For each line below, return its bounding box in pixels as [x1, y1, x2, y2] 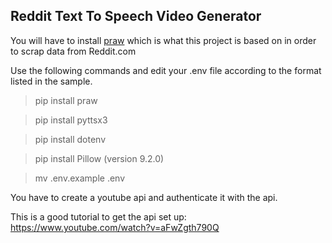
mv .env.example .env [34, 172, 126, 184]
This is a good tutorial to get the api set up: [10, 210, 187, 223]
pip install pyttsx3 [34, 114, 108, 126]
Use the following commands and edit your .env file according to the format [10, 64, 322, 76]
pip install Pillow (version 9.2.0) [34, 152, 165, 164]
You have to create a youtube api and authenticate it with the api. [10, 191, 278, 203]
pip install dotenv [34, 133, 107, 145]
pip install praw [34, 94, 98, 106]
